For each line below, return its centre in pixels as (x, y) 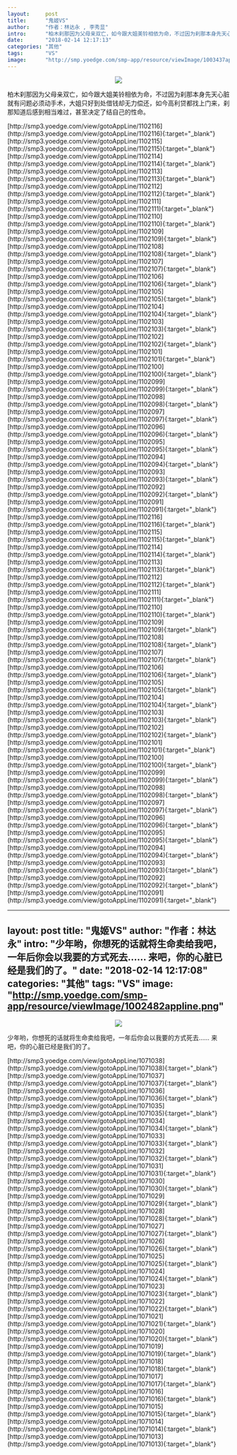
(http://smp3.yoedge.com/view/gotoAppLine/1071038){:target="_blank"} (113, 1068)
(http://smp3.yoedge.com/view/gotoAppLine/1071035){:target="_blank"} (113, 1113)
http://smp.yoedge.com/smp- (80, 996)
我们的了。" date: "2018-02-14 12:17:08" (117, 971)
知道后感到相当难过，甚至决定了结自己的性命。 (81, 112)
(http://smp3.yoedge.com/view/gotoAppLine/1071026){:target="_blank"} (113, 1248)
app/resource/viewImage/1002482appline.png (113, 1006)
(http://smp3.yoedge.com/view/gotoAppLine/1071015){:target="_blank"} (112, 1414)
